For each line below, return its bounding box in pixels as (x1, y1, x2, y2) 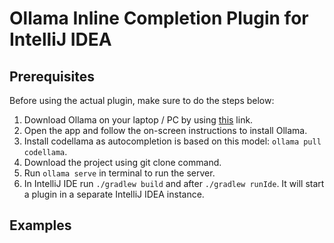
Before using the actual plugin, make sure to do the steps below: (9, 95, 275, 106)
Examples (9, 217, 72, 234)
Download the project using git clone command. (23, 157, 222, 168)
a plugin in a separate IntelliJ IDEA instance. (23, 188, 205, 200)
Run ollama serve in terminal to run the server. (23, 167, 216, 179)
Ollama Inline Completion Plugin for (9, 7, 309, 30)
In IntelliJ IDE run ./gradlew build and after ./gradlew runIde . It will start (23, 178, 325, 189)
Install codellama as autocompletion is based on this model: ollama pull (23, 135, 322, 147)
